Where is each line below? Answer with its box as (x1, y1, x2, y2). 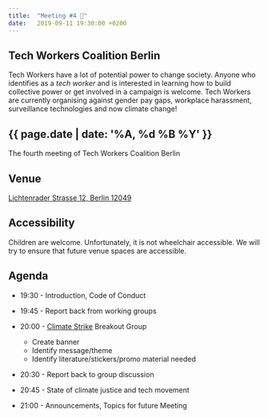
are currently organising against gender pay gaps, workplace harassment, (8, 95, 252, 105)
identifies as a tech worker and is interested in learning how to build (8, 78, 232, 88)
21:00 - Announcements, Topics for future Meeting (19, 400, 188, 410)
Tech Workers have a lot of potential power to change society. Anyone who (8, 70, 256, 80)
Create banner (31, 337, 80, 347)
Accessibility (8, 216, 75, 230)
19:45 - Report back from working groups (19, 306, 158, 316)
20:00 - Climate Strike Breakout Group (19, 321, 147, 331)
